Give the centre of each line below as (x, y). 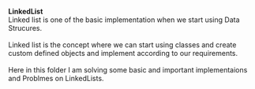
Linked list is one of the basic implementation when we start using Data (124, 20)
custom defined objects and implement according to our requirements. (123, 53)
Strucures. (25, 28)
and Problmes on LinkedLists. (56, 78)
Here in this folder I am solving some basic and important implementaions (128, 70)
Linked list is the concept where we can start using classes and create (122, 45)
